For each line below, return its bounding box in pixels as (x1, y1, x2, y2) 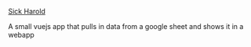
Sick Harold (8, 7, 45, 16)
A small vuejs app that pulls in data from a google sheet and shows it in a (8, 22, 244, 31)
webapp (8, 31, 35, 39)
